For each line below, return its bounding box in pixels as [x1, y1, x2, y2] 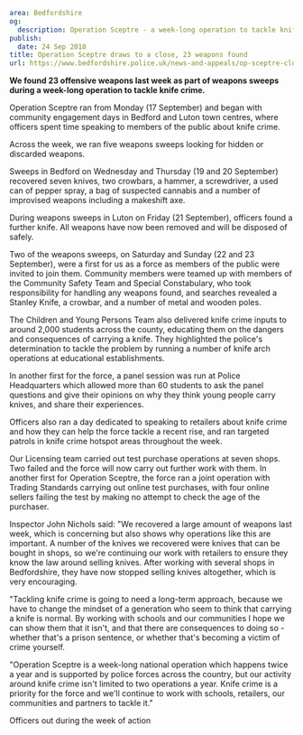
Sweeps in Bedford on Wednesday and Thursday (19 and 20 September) [9, 166, 279, 177]
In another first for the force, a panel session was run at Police [9, 370, 241, 381]
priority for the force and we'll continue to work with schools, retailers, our [9, 688, 286, 699]
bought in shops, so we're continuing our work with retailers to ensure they [9, 547, 289, 559]
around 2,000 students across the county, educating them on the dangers [9, 324, 284, 335]
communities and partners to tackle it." [9, 698, 153, 709]
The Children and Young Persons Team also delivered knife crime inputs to [9, 314, 287, 325]
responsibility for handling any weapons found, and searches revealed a [9, 287, 278, 298]
